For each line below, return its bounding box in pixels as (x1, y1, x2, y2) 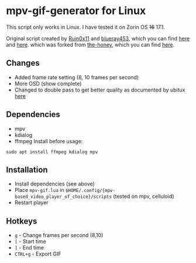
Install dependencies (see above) (14, 180, 95, 187)
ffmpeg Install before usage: (14, 137, 83, 144)
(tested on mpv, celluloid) (113, 193, 174, 200)
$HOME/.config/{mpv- (65, 188, 116, 194)
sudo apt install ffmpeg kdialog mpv (6, 149, 98, 155)
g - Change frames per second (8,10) (14, 232, 104, 239)
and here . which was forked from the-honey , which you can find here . (6, 41, 175, 48)
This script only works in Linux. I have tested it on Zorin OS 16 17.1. (6, 23, 165, 31)
